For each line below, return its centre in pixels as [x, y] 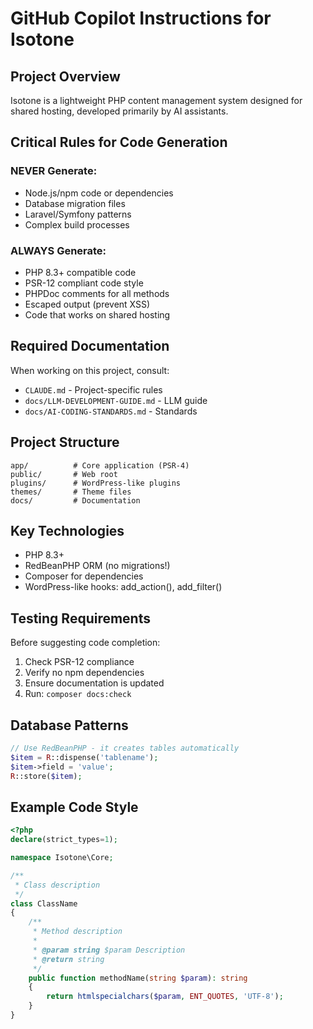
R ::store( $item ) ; [46, 776]
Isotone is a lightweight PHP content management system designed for [156, 100]
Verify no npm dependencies [84, 673]
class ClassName [44, 903]
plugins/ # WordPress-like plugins [96, 483]
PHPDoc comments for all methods [97, 293]
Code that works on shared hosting [97, 314]
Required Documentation [90, 346]
